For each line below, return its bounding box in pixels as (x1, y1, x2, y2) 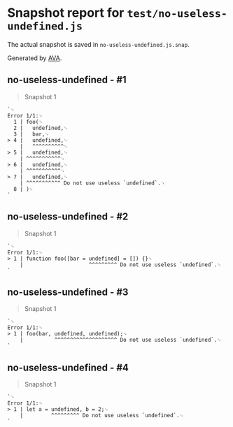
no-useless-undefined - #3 (7, 286, 129, 298)
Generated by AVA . (7, 54, 62, 62)
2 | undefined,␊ (13, 124, 69, 131)
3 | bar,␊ (13, 131, 50, 138)
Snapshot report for (7, 5, 125, 21)
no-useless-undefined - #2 (7, 211, 129, 223)
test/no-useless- (127, 7, 227, 20)
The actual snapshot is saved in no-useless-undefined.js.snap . (7, 40, 190, 48)
